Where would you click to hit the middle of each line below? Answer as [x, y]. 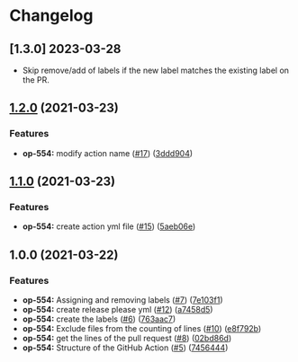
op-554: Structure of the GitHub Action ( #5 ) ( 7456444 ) [125, 348]
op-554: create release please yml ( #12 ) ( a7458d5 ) [117, 310]
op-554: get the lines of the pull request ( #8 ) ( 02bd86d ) [127, 339]
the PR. [36, 80]
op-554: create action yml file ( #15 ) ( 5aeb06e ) [109, 226]
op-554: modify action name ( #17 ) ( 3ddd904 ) [108, 153]
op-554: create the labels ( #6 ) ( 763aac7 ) [99, 319]
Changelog [51, 16]
